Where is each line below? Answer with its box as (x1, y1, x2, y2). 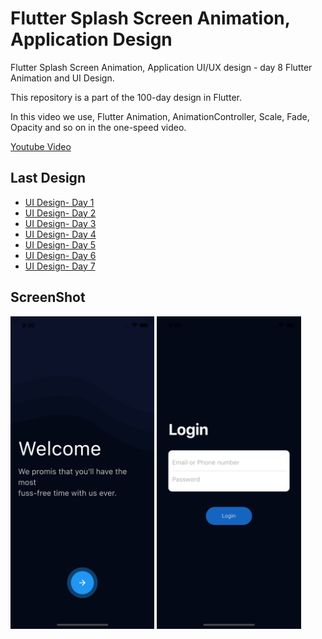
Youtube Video (10, 140, 72, 152)
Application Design (10, 28, 173, 51)
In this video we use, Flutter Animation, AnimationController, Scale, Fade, (10, 110, 310, 122)
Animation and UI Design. (10, 72, 115, 84)
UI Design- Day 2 (24, 207, 97, 219)
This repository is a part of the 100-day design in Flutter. (10, 91, 242, 103)
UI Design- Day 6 (24, 249, 97, 261)
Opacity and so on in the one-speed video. (10, 121, 187, 133)
